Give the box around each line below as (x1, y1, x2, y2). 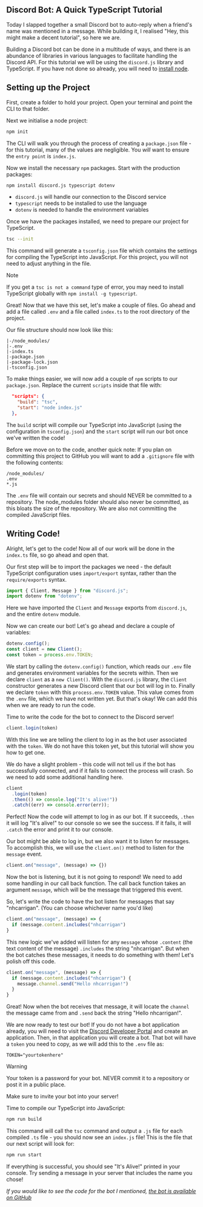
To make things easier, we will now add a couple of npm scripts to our (6, 375, 178, 383)
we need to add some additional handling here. (6, 773, 124, 781)
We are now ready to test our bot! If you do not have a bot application (6, 1021, 180, 1029)
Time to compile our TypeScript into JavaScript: (6, 1104, 125, 1112)
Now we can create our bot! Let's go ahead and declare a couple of (6, 622, 175, 630)
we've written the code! (6, 434, 65, 442)
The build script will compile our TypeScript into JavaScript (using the (6, 421, 182, 428)
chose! (6, 1175, 24, 1183)
